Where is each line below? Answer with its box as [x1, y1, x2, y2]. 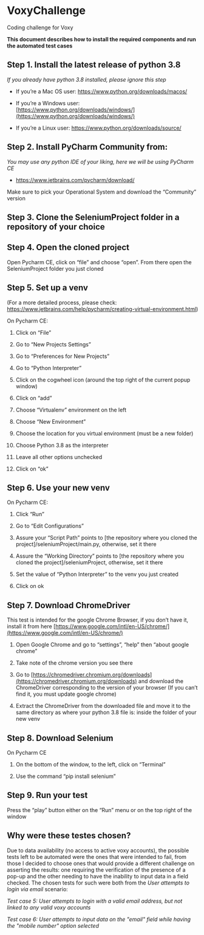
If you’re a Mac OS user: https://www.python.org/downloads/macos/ [15, 88, 188, 95]
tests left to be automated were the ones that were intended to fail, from [7, 853, 187, 860]
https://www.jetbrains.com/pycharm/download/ [15, 176, 135, 183]
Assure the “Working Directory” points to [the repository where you [15, 552, 185, 560]
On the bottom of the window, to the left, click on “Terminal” [15, 761, 166, 768]
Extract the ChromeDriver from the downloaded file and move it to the [15, 702, 191, 710]
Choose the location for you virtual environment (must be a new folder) [15, 430, 194, 437]
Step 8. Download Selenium [7, 733, 114, 743]
